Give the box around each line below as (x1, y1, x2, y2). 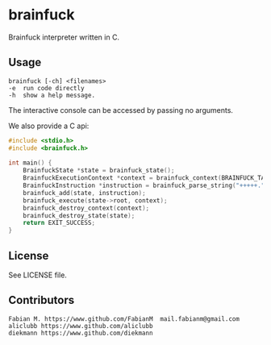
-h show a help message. (8, 91, 95, 99)
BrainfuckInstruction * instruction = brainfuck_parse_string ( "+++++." (23, 181, 265, 189)
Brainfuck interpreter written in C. (8, 32, 119, 42)
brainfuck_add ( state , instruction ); (23, 189, 147, 197)
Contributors (8, 293, 75, 307)
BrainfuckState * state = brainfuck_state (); (23, 167, 175, 175)
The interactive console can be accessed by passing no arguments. (8, 105, 234, 114)
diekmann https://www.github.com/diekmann (8, 329, 153, 337)
